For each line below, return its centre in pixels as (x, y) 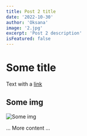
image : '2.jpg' (25, 28)
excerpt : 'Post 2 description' (44, 33)
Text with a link (24, 84)
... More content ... (28, 128)
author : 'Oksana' (27, 22)
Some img (25, 102)
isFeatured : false (28, 39)
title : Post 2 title (31, 11)
